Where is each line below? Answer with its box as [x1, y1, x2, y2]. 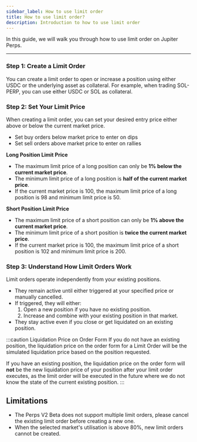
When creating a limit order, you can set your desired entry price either [6, 116, 178, 123]
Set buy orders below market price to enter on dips [14, 133, 138, 140]
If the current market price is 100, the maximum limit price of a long [14, 187, 177, 195]
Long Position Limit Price [6, 151, 69, 158]
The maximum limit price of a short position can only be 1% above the [14, 216, 184, 223]
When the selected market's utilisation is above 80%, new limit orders [14, 424, 184, 431]
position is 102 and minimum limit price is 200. [14, 247, 127, 255]
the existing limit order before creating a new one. [14, 418, 135, 425]
